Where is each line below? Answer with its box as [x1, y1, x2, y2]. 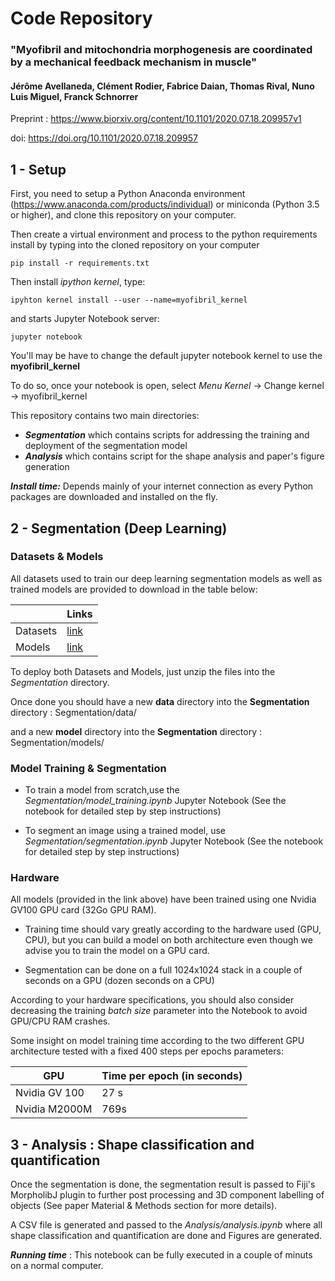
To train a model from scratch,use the [24, 784, 180, 796]
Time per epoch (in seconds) [101, 1069, 243, 1083]
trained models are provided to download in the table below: [10, 583, 258, 595]
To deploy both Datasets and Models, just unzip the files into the [10, 665, 276, 677]
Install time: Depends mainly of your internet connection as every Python [10, 480, 314, 492]
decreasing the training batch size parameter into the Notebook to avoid [10, 1005, 308, 1017]
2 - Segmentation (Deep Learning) [10, 520, 228, 537]
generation [24, 461, 70, 473]
